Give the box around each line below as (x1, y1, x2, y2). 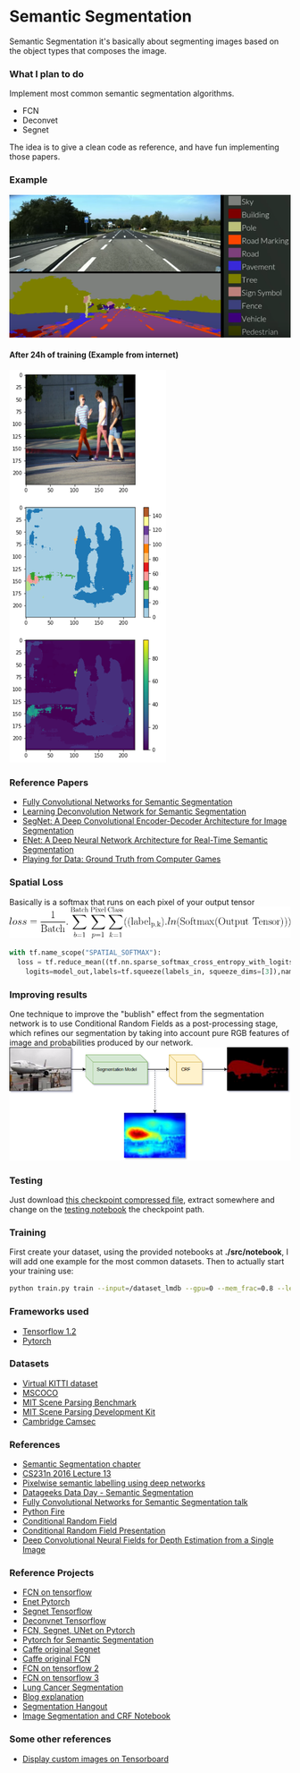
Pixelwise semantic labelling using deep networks (21, 1477, 205, 1488)
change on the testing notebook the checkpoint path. (9, 1204, 205, 1215)
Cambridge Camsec (21, 1416, 96, 1426)
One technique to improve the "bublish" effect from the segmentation (9, 1009, 265, 1020)
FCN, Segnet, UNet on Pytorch (21, 1625, 136, 1636)
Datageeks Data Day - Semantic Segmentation (21, 1487, 194, 1498)
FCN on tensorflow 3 (21, 1673, 100, 1683)
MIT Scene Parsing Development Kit (21, 1406, 156, 1417)
